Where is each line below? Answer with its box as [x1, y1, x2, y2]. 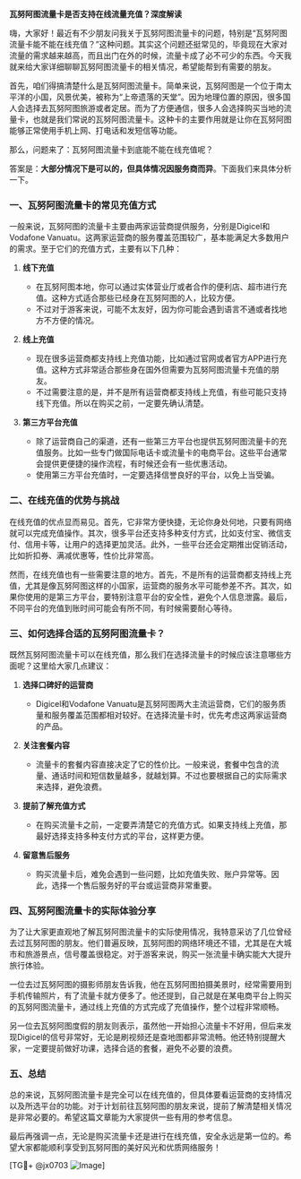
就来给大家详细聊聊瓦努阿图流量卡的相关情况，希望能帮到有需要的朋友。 [9, 62, 276, 72]
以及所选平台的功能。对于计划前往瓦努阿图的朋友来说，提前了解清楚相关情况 [9, 1101, 292, 1112]
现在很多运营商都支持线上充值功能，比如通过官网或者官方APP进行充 [35, 353, 288, 364]
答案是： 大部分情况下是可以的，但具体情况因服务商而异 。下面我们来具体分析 [9, 163, 292, 174]
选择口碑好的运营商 [21, 679, 94, 690]
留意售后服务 [21, 849, 70, 860]
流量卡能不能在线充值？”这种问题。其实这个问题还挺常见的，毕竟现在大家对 [9, 39, 288, 49]
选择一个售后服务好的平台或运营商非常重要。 [51, 880, 217, 891]
